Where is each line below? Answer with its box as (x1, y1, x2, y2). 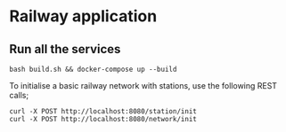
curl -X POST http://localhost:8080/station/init (9, 107, 198, 116)
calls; (9, 90, 29, 100)
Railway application (9, 6, 158, 27)
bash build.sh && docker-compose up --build (9, 65, 177, 74)
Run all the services (9, 42, 121, 57)
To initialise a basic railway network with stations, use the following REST (9, 81, 278, 90)
